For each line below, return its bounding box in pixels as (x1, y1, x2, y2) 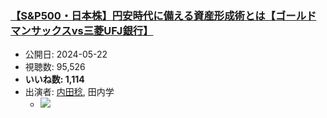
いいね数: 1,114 (24, 73, 85, 86)
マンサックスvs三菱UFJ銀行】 (10, 23, 154, 37)
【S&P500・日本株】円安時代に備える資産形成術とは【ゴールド (10, 8, 317, 22)
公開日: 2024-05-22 (24, 48, 108, 61)
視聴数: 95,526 (24, 61, 86, 73)
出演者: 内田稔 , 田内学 (24, 86, 115, 98)
